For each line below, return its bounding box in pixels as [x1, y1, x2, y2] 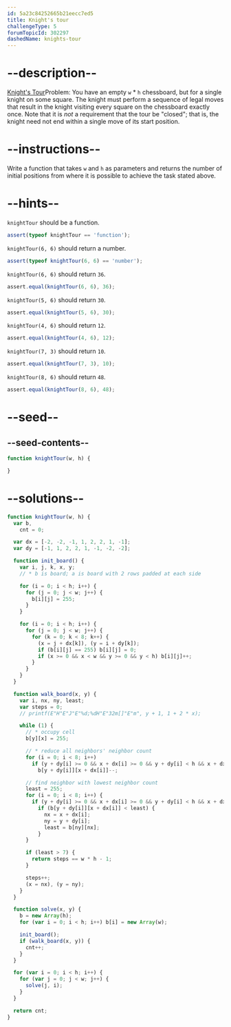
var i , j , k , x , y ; [19, 564, 76, 571]
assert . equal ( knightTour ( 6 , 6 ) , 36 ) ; [7, 283, 115, 290]
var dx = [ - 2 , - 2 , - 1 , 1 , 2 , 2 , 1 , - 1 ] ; [13, 538, 131, 546]
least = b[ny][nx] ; [43, 824, 100, 831]
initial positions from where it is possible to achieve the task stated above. [7, 171, 217, 180]
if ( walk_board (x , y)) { [19, 938, 91, 944]
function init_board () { [13, 558, 85, 564]
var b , [13, 520, 32, 527]
